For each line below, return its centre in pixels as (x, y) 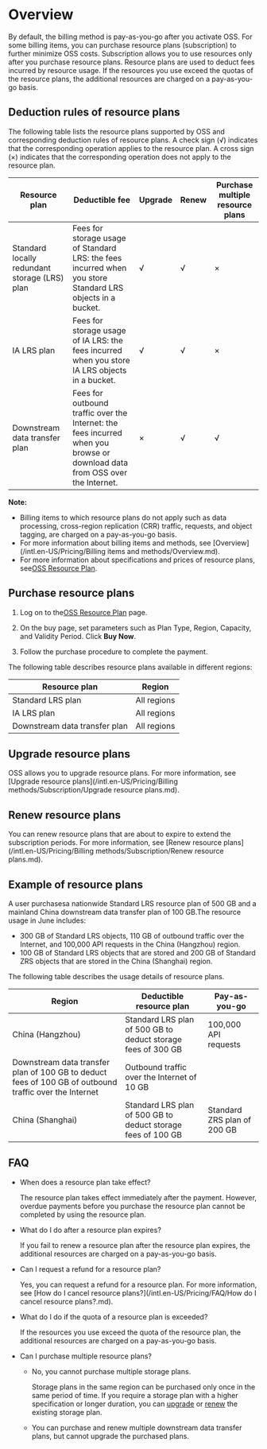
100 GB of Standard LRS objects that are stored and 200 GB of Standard (137, 953)
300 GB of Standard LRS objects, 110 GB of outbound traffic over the (132, 936)
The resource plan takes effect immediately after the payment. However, (138, 1197)
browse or (91, 452)
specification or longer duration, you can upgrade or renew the (135, 1404)
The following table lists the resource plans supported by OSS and (116, 131)
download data (101, 463)
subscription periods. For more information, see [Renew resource (115, 843)
